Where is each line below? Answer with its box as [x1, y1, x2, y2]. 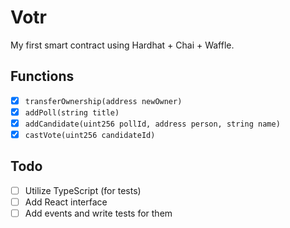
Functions [10, 68, 75, 85]
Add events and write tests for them [24, 207, 173, 219]
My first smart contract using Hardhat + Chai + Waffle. [10, 39, 235, 51]
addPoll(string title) [24, 107, 120, 118]
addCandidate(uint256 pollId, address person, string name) [24, 119, 281, 129]
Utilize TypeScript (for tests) [24, 184, 142, 196]
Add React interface [24, 196, 108, 208]
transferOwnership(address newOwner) [24, 96, 183, 106]
